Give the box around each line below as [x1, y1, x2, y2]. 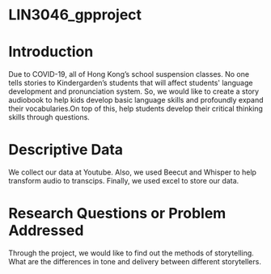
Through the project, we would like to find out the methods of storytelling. [8, 248, 255, 258]
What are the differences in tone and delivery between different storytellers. [8, 257, 261, 266]
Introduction [8, 43, 94, 61]
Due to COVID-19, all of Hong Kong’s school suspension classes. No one [8, 70, 249, 79]
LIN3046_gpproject [8, 6, 142, 24]
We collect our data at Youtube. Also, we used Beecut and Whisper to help [8, 167, 257, 177]
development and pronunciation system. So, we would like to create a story [8, 86, 260, 96]
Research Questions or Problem [8, 204, 227, 223]
